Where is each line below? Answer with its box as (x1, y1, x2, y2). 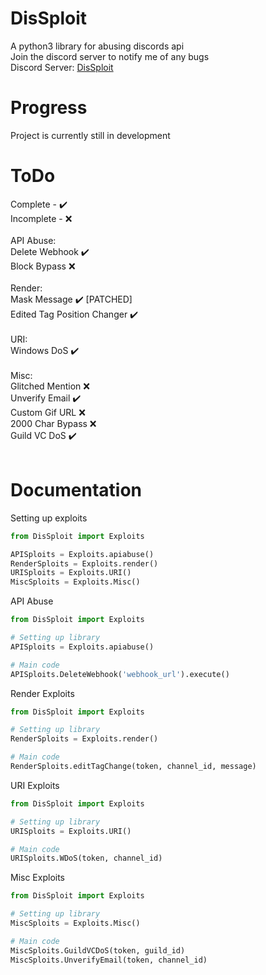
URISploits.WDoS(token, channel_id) (10, 853, 163, 864)
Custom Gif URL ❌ (10, 406, 86, 418)
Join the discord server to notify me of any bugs (10, 50, 210, 62)
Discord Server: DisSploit (10, 61, 114, 73)
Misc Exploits (10, 872, 66, 884)
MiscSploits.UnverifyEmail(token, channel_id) (10, 955, 208, 965)
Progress (10, 97, 88, 119)
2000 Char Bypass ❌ (10, 417, 97, 429)
